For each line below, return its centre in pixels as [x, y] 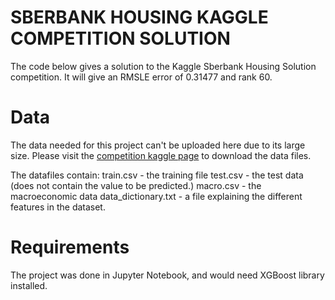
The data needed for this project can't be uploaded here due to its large [158, 145]
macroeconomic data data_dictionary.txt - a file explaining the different [156, 196]
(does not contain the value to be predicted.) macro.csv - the [136, 185]
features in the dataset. [58, 207]
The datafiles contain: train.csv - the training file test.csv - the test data [157, 175]
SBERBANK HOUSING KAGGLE [139, 17]
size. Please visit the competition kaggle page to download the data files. [161, 155]
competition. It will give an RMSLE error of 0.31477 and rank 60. [141, 77]
